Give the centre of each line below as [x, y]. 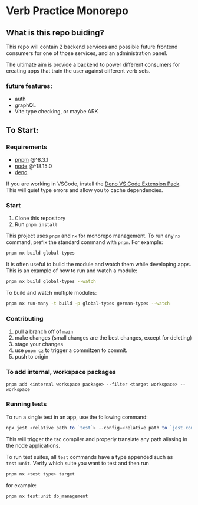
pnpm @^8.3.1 [32, 159]
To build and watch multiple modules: [52, 293]
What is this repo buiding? [55, 33]
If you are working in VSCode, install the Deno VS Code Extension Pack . [93, 184]
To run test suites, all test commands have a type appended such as [90, 457]
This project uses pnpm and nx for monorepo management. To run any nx [93, 236]
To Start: [22, 130]
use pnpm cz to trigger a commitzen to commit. [71, 350]
